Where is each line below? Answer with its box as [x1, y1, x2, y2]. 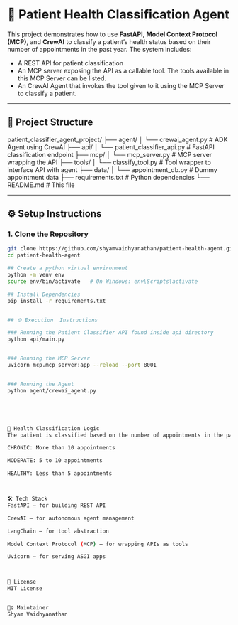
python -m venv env [7, 272, 65, 279]
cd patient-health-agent [7, 252, 81, 259]
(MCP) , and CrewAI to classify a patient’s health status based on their [7, 37, 211, 46]
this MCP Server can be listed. [17, 74, 106, 82]
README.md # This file [7, 181, 76, 189]
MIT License [7, 585, 42, 592]
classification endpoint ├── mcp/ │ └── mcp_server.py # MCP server [7, 150, 212, 159]
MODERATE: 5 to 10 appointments [7, 457, 103, 464]
